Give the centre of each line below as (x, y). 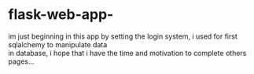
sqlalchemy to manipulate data (58, 44)
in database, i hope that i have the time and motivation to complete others (127, 53)
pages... (21, 61)
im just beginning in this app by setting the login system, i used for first (123, 36)
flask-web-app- (61, 15)
